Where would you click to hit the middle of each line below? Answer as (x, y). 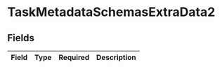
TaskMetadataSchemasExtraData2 (111, 12)
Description (116, 58)
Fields (21, 38)
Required (74, 58)
